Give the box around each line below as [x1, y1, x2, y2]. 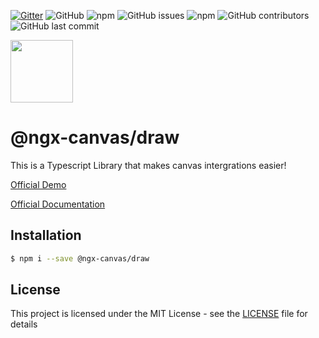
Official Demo [10, 178, 67, 190]
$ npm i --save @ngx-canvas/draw [10, 253, 150, 264]
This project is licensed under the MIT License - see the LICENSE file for [10, 308, 308, 320]
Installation [10, 227, 82, 244]
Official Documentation [10, 198, 106, 210]
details [10, 318, 38, 330]
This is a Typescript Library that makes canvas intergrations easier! [10, 159, 287, 171]
